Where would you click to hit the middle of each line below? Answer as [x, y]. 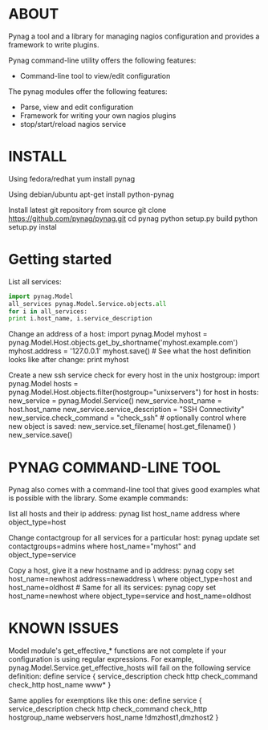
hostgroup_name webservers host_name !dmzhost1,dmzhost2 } [114, 718]
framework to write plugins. [54, 44]
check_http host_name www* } [60, 685]
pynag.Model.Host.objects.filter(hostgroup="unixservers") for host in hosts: [134, 392]
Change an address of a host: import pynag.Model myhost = [108, 334]
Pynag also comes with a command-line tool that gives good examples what [134, 490]
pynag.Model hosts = [43, 384]
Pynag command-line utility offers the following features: [102, 60]
